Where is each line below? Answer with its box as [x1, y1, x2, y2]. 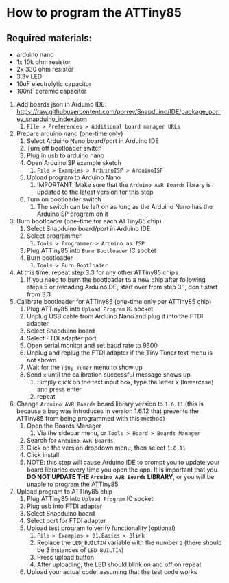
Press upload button [36, 553, 94, 561]
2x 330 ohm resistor [16, 65, 74, 73]
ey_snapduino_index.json [16, 115, 87, 123]
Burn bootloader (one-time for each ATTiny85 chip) [16, 217, 162, 225]
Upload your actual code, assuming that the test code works [26, 568, 197, 575]
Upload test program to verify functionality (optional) [26, 524, 176, 532]
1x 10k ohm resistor [16, 58, 71, 66]
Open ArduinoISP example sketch [26, 159, 121, 166]
